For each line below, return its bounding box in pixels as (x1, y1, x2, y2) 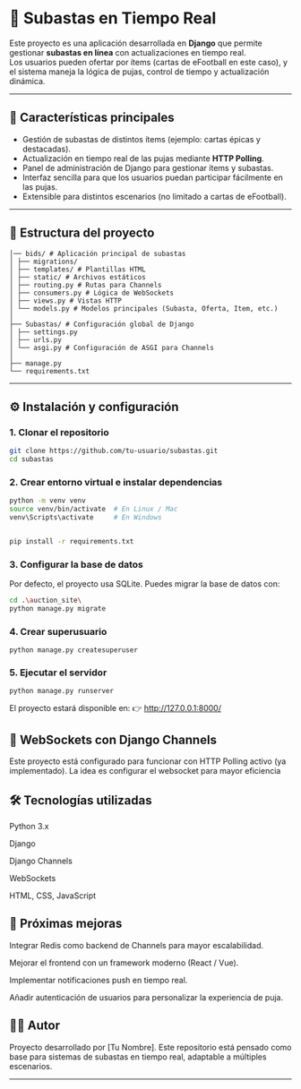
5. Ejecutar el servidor (9, 666, 107, 679)
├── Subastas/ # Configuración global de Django (9, 320, 194, 329)
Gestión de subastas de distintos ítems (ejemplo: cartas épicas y (21, 133, 262, 144)
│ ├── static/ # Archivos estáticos (9, 272, 146, 281)
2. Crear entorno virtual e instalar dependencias (9, 476, 223, 488)
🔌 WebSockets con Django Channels (9, 732, 218, 747)
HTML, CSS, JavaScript (9, 890, 97, 901)
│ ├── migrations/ (9, 257, 78, 266)
